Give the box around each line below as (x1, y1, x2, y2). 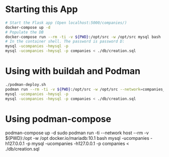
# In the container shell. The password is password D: (5, 39, 125, 44)
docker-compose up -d (5, 25, 51, 30)
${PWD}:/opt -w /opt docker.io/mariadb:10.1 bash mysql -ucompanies (5, 135, 149, 141)
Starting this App (5, 4, 78, 15)
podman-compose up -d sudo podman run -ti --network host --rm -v (5, 130, 149, 136)
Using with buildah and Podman (5, 66, 141, 77)
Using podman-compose (5, 113, 112, 125)
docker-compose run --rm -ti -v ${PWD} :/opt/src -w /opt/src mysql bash (5, 34, 161, 39)
